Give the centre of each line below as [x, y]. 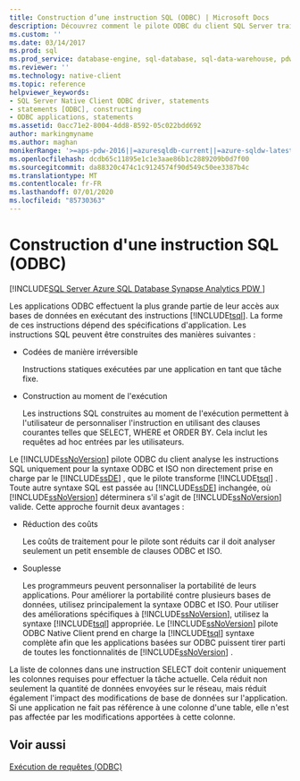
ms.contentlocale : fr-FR [55, 184]
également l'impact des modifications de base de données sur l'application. [149, 698]
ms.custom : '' [36, 34]
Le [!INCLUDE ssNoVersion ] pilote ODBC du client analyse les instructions [144, 459]
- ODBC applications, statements [71, 117]
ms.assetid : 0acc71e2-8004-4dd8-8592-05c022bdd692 [105, 126]
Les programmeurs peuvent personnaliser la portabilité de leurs [139, 585]
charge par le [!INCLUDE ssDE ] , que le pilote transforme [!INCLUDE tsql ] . [144, 478]
